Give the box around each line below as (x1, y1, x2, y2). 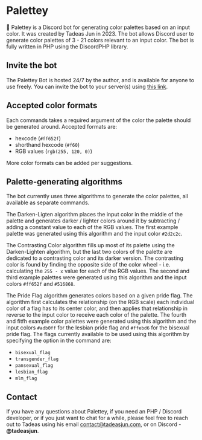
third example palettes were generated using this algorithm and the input (6, 274, 187, 281)
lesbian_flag (14, 369, 48, 375)
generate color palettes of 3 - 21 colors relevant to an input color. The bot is (6, 36, 194, 44)
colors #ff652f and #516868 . (6, 280, 75, 288)
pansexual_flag (14, 363, 54, 369)
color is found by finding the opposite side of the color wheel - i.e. (6, 261, 171, 268)
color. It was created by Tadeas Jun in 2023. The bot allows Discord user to (6, 30, 194, 37)
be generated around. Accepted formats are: (6, 123, 118, 130)
